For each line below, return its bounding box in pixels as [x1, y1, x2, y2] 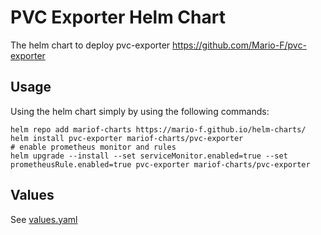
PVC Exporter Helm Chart [10, 6, 226, 29]
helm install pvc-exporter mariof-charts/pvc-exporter [10, 133, 244, 143]
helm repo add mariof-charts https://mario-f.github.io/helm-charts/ [10, 124, 307, 135]
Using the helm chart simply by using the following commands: [10, 105, 270, 117]
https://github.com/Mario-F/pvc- [172, 39, 307, 51]
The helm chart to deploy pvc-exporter [10, 39, 171, 51]
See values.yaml [10, 213, 78, 225]
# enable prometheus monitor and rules [10, 142, 177, 152]
